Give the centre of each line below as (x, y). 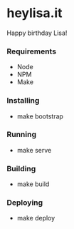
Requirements (32, 51)
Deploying (25, 203)
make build (33, 184)
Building (21, 168)
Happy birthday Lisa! (37, 33)
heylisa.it (35, 13)
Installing (23, 101)
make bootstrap (40, 116)
